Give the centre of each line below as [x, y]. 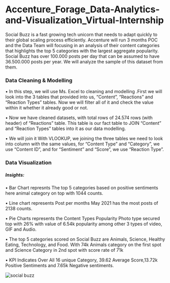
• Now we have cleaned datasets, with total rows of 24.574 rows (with [79, 118]
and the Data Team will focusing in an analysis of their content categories [82, 45]
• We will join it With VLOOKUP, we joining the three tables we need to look [84, 139]
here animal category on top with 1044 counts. [54, 193]
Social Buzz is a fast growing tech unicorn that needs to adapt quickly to [81, 34]
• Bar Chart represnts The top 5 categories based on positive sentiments [82, 188]
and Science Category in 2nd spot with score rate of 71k [64, 250]
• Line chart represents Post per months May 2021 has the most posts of [82, 203]
